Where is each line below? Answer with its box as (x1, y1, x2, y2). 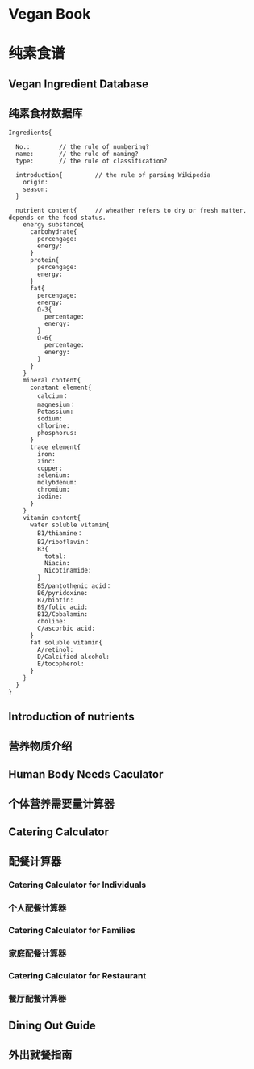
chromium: (37, 485, 70, 493)
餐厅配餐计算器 (8, 993, 67, 1004)
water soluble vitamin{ (29, 521, 110, 529)
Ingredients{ (8, 129, 52, 137)
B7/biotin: (37, 596, 74, 604)
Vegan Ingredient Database (8, 77, 149, 91)
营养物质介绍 (8, 739, 73, 753)
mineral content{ (23, 376, 81, 384)
